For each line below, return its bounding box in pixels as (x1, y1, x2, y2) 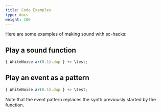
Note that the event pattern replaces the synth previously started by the (5, 96, 156, 102)
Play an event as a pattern (5, 74, 89, 82)
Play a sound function (5, 46, 77, 54)
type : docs (5, 12, 29, 17)
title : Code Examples (5, 7, 52, 13)
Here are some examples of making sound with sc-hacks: (5, 31, 127, 37)
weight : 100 (5, 17, 31, 22)
